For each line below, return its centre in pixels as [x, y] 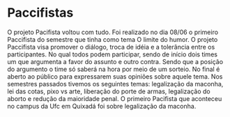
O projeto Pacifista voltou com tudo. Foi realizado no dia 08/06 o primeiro [113, 32]
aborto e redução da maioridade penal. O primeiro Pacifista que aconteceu [115, 98]
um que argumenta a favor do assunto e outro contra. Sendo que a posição [115, 61]
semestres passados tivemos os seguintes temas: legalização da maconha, [115, 84]
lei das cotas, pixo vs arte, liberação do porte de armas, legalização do [109, 91]
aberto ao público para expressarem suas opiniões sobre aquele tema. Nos [115, 76]
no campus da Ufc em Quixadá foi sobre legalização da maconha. [102, 106]
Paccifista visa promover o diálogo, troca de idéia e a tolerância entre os [111, 47]
